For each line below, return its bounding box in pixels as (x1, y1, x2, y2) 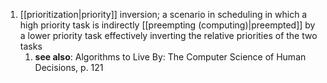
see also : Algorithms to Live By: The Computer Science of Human (34, 51, 307, 63)
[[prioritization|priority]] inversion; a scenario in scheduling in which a (19, 9, 308, 20)
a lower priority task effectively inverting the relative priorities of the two (19, 30, 318, 41)
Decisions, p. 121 (34, 62, 104, 73)
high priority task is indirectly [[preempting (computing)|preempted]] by (19, 19, 316, 31)
